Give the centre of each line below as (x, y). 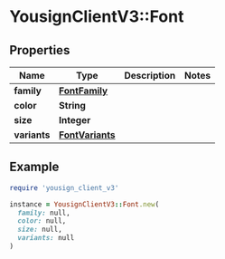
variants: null (46, 238)
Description (150, 76)
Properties (40, 50)
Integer (75, 120)
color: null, (42, 221)
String (72, 106)
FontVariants (87, 135)
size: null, (40, 230)
